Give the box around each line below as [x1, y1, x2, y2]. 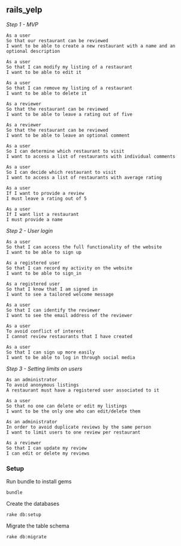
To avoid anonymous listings [6, 382, 79, 388]
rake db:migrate [6, 534, 47, 540]
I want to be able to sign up [6, 249, 82, 255]
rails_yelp [6, 5, 43, 15]
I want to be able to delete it [6, 90, 87, 96]
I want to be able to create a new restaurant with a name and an [6, 43, 176, 49]
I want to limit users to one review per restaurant [6, 429, 141, 435]
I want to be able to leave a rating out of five [6, 111, 133, 117]
